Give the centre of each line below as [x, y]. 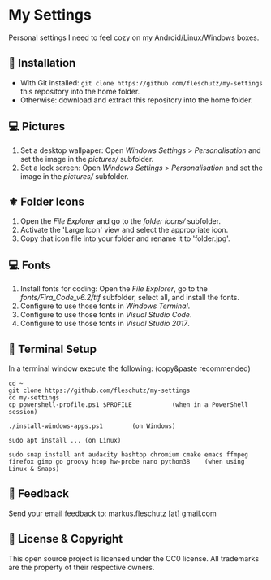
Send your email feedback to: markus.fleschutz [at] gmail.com [112, 513]
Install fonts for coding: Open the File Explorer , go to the [114, 289]
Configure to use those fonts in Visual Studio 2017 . [105, 324]
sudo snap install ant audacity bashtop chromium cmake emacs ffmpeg [129, 455]
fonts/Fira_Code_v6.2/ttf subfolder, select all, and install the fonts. [129, 298]
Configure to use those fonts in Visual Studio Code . [106, 315]
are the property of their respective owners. [82, 567]
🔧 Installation [42, 63]
